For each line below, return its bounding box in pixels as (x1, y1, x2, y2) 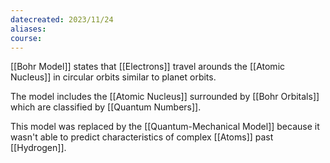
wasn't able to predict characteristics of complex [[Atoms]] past (10, 131, 274, 143)
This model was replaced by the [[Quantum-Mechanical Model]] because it (10, 121, 320, 133)
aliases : (10, 24, 47, 34)
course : (10, 33, 43, 43)
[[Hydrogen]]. (10, 142, 67, 154)
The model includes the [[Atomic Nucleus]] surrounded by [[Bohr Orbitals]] (10, 91, 320, 103)
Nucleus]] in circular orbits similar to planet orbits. (10, 71, 217, 83)
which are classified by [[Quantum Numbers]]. (10, 101, 202, 113)
